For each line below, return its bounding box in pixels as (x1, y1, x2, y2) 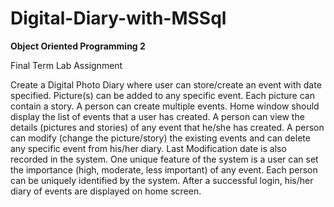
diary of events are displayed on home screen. (10, 185, 202, 197)
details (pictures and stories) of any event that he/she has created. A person (10, 121, 325, 133)
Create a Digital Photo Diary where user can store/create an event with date (10, 78, 322, 91)
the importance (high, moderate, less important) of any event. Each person (10, 163, 318, 176)
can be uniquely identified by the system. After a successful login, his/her (10, 174, 314, 186)
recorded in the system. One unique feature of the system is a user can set (10, 153, 319, 165)
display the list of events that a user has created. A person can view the (10, 110, 305, 122)
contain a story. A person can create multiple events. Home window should (10, 100, 320, 112)
